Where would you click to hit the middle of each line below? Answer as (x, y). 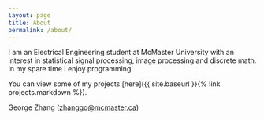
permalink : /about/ (40, 30)
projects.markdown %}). (48, 93)
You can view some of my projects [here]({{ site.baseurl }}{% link (114, 84)
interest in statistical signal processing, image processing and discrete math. (132, 60)
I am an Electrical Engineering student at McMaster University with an (121, 53)
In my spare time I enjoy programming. (71, 69)
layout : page (30, 15)
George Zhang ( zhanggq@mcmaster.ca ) (74, 107)
